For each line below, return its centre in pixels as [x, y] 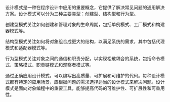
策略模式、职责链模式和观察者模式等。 [54, 65]
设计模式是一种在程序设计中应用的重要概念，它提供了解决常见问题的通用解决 [85, 7]
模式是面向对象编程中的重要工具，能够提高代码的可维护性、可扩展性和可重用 [85, 88]
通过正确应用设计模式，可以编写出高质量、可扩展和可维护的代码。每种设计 [83, 75]
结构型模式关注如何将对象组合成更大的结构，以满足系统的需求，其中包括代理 [85, 41]
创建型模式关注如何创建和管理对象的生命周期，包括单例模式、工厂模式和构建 [85, 24]
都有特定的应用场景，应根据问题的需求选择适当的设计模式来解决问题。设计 [87, 82]
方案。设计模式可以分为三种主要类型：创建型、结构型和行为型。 [72, 14]
